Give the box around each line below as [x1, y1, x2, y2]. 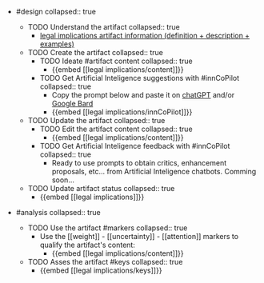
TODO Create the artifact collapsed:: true [27, 48, 164, 57]
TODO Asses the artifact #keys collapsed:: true [27, 257, 183, 266]
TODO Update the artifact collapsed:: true [27, 116, 166, 125]
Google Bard [51, 99, 94, 108]
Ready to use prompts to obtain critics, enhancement [51, 158, 227, 167]
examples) [39, 39, 74, 49]
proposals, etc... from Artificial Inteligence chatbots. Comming [51, 167, 257, 176]
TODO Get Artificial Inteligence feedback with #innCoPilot [39, 141, 230, 150]
